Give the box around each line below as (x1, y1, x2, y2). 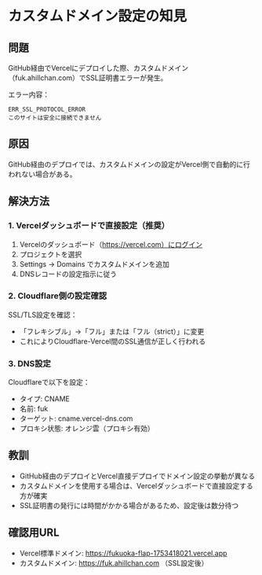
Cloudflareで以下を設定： (8, 378, 90, 387)
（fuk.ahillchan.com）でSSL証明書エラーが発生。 (8, 73, 168, 83)
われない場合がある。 (8, 169, 77, 179)
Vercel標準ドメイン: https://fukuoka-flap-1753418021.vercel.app (19, 548, 227, 558)
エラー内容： (8, 90, 49, 99)
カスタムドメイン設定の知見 (8, 7, 187, 25)
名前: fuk (19, 404, 49, 414)
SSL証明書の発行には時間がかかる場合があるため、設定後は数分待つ (19, 500, 239, 510)
